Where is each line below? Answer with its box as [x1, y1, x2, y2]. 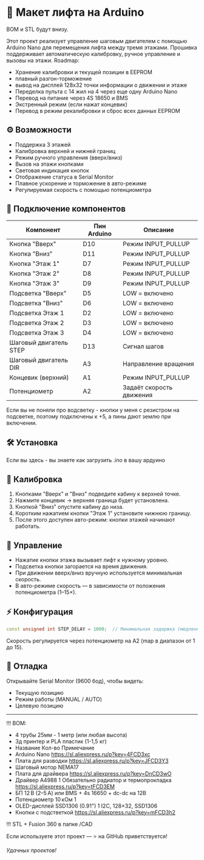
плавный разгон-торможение [15, 75, 92, 82]
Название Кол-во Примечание [15, 744, 95, 751]
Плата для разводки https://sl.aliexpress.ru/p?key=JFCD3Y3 [15, 757, 169, 764]
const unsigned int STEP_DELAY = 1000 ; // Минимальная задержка [6, 626, 175, 632]
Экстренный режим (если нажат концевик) [15, 100, 127, 108]
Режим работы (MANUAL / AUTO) [15, 695, 102, 703]
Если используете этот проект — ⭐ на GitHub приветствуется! [6, 832, 168, 840]
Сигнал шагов [122, 342, 164, 350]
